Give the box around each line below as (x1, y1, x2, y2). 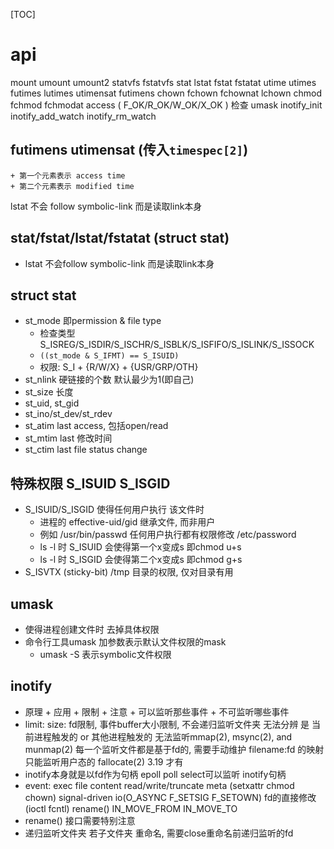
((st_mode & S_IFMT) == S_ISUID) (39, 351, 180, 361)
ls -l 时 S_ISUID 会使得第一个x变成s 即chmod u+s (39, 541, 242, 553)
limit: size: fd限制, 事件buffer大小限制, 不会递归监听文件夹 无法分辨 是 (24, 718, 310, 730)
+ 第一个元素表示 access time (10, 170, 126, 181)
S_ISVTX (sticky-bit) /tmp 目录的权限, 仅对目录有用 (24, 566, 234, 578)
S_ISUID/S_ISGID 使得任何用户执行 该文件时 (24, 504, 205, 516)
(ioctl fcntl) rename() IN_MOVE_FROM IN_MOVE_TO (24, 802, 238, 814)
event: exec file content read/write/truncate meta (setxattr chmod (24, 779, 295, 791)
